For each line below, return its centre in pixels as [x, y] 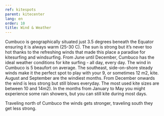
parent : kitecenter [25, 14]
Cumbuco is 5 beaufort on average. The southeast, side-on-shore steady [79, 68]
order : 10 [15, 23]
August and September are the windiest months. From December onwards [80, 78]
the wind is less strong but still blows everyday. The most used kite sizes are [82, 83]
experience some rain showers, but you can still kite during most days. [76, 94]
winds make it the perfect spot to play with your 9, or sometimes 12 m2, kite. [82, 73]
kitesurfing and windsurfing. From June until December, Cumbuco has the [80, 57]
